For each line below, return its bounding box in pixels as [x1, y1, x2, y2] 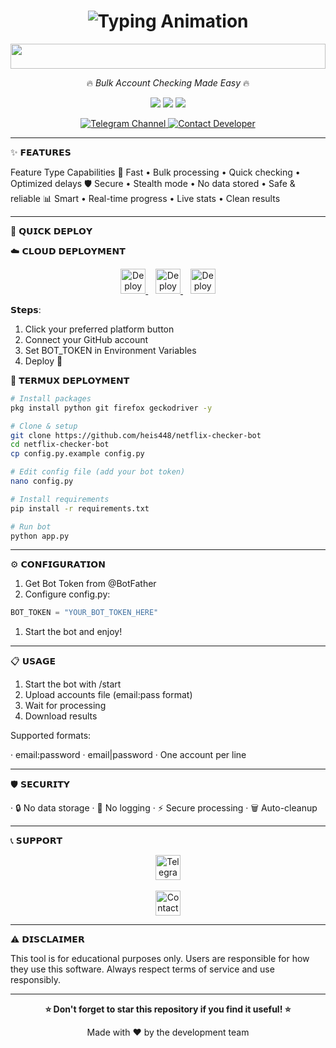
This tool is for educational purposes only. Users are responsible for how [10, 953, 310, 965]
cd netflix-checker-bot [10, 440, 110, 450]
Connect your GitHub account [24, 333, 149, 345]
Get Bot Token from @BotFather [24, 578, 157, 590]
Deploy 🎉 [24, 355, 63, 367]
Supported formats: [10, 730, 92, 742]
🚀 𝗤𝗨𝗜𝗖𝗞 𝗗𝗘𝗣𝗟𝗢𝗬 [10, 225, 93, 237]
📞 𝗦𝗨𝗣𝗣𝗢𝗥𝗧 [10, 835, 63, 847]
